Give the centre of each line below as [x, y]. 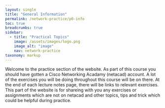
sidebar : [14, 32]
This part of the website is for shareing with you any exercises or [71, 90]
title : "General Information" [36, 14]
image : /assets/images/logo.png [47, 42]
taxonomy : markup [23, 55]
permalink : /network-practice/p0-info [45, 19]
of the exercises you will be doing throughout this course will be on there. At [82, 80]
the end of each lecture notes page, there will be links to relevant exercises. [82, 85]
